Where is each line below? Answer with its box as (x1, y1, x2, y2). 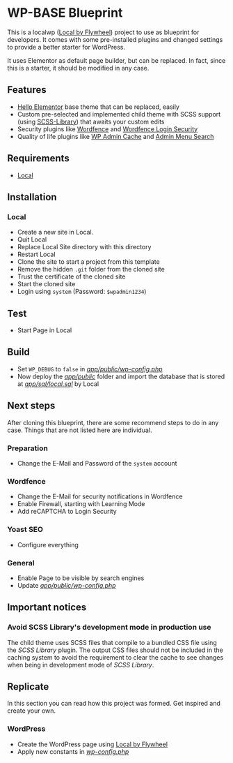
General (7, 558, 35, 568)
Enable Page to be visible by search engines (17, 574, 145, 582)
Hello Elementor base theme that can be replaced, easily (17, 103, 179, 111)
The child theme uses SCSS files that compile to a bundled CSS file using (7, 638, 217, 646)
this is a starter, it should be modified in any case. (7, 64, 150, 72)
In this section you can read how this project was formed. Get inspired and (7, 699, 221, 708)
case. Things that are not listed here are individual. (7, 426, 152, 434)
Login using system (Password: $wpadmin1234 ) (17, 288, 147, 296)
